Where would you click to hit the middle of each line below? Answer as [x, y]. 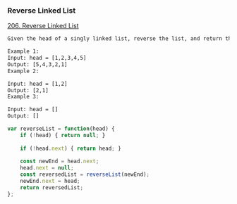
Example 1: [23, 51]
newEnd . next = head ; [50, 181]
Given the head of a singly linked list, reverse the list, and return [115, 39]
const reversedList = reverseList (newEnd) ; [85, 174]
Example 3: [23, 97]
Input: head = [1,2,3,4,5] [47, 58]
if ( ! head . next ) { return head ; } [71, 148]
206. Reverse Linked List [43, 26]
